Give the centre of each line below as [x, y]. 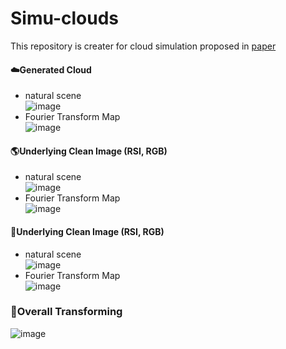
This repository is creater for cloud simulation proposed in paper [143, 46]
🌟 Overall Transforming [66, 312]
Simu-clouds [64, 18]
